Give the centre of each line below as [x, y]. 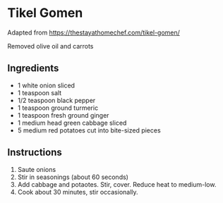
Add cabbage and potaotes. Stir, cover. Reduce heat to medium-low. [117, 184]
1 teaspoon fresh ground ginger [63, 115]
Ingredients [33, 68]
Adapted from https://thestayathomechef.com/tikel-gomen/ [94, 32]
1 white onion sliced [46, 85]
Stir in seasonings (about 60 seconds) [73, 177]
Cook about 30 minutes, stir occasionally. [78, 192]
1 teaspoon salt [40, 92]
